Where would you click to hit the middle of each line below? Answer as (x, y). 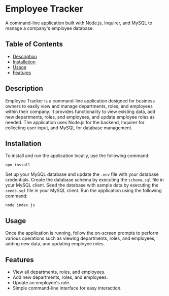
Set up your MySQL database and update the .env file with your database (82, 174)
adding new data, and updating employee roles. (55, 244)
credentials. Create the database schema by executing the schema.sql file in (84, 180)
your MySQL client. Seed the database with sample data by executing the (82, 185)
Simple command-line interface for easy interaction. (67, 288)
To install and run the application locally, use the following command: (77, 156)
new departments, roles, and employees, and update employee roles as (80, 117)
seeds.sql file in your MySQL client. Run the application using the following (83, 191)
